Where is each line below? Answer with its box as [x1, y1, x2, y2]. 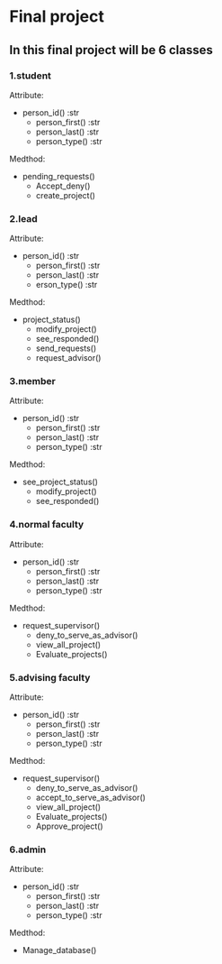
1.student [9, 69, 52, 82]
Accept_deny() [35, 180, 91, 191]
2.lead [9, 212, 38, 225]
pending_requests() [22, 170, 96, 181]
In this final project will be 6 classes [9, 42, 213, 58]
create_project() [35, 189, 96, 200]
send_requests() [35, 343, 97, 353]
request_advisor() [35, 353, 102, 363]
